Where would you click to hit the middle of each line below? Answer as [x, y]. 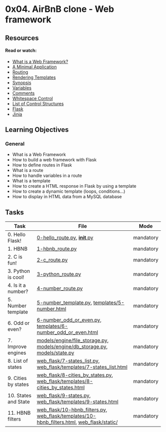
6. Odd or [19, 323]
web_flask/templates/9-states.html [78, 402]
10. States [20, 396]
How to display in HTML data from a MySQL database [67, 197]
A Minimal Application [34, 67]
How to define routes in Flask [42, 165]
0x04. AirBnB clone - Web [60, 9]
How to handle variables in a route [47, 176]
